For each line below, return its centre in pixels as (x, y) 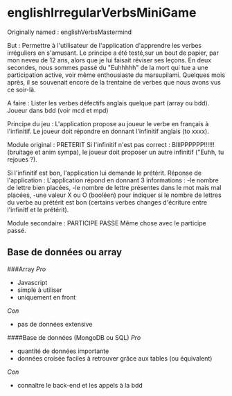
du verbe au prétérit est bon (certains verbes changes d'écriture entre (107, 202)
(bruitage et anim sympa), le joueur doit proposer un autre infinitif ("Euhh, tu (116, 152)
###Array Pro (27, 269)
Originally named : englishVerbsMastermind (70, 32)
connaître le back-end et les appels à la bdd (80, 385)
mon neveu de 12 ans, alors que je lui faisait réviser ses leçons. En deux (109, 60)
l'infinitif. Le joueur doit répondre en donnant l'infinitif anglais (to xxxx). (108, 131)
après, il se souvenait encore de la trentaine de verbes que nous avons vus (114, 82)
